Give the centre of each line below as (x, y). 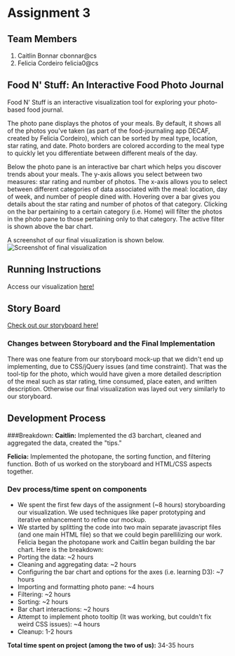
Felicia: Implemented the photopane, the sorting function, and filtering (109, 456)
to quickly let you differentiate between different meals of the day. (102, 153)
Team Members (42, 39)
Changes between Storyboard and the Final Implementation (111, 343)
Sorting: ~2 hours (43, 601)
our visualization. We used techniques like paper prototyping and (111, 512)
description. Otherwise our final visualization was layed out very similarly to (116, 388)
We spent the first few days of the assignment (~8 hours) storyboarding (121, 504)
